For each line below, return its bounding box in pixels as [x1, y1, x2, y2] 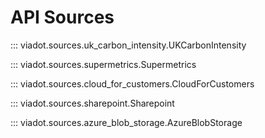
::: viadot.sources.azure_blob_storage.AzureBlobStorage [10, 116, 243, 128]
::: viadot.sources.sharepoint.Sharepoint [10, 97, 175, 109]
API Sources [10, 6, 115, 29]
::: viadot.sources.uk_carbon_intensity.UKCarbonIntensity [10, 39, 247, 51]
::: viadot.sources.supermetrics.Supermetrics [10, 58, 197, 70]
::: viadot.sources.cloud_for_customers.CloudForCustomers [10, 77, 255, 90]
